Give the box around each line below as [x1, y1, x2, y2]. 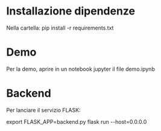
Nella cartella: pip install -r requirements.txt [6, 24, 114, 31]
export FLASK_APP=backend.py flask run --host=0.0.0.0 [6, 118, 147, 125]
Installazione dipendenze [6, 4, 136, 18]
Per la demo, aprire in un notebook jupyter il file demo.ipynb [6, 65, 155, 72]
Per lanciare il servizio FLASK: [6, 106, 81, 113]
